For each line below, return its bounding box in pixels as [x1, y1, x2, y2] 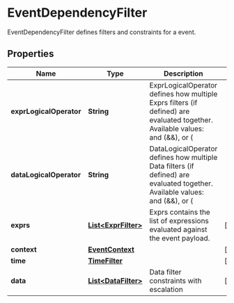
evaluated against [149, 224, 208, 234]
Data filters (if [149, 161, 194, 171]
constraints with [149, 276, 202, 286]
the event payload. [149, 233, 210, 243]
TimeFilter [88, 256, 123, 265]
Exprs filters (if [149, 97, 198, 107]
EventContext [88, 245, 134, 254]
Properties [7, 48, 54, 60]
